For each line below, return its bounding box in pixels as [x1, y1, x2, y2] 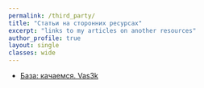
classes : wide [8, 49, 56, 57]
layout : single [8, 42, 60, 50]
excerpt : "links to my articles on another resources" [8, 26, 197, 34]
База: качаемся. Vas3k [19, 71, 99, 80]
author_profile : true [8, 34, 81, 42]
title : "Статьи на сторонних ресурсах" [8, 19, 143, 27]
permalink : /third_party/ [8, 11, 95, 20]
